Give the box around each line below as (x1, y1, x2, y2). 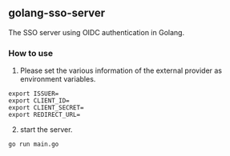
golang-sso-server (8, 6, 106, 20)
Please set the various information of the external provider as (19, 66, 223, 75)
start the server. (19, 125, 73, 134)
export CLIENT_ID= (8, 97, 70, 105)
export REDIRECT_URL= (8, 111, 81, 119)
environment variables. (19, 74, 96, 84)
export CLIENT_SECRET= (8, 104, 84, 112)
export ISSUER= (8, 90, 59, 98)
